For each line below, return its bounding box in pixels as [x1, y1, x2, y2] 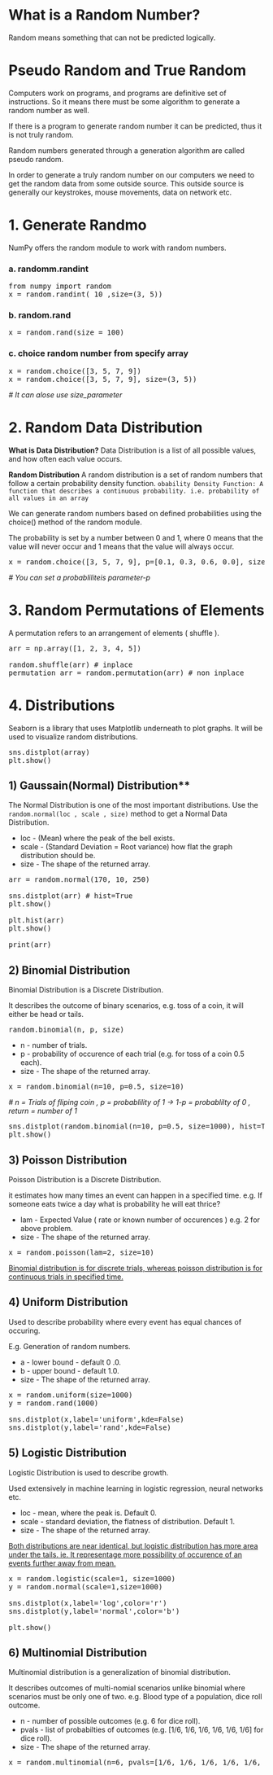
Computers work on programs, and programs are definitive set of [8, 88, 227, 98]
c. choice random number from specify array [8, 348, 189, 359]
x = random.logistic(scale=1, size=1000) [8, 1574, 176, 1583]
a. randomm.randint [8, 263, 89, 274]
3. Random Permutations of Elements [8, 601, 265, 620]
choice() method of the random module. [8, 517, 142, 527]
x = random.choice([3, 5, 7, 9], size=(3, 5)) [8, 375, 197, 383]
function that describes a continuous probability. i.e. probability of [8, 487, 260, 495]
